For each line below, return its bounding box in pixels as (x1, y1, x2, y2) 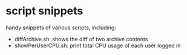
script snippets (5, 4, 84, 18)
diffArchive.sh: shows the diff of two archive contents (14, 35, 148, 42)
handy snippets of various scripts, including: (5, 24, 116, 31)
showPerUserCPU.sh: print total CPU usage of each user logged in (14, 42, 181, 49)
